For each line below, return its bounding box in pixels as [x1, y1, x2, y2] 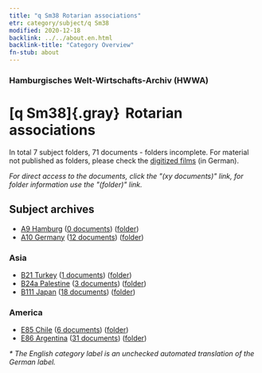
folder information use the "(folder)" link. [9, 180, 143, 189]
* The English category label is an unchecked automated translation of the [9, 349, 255, 359]
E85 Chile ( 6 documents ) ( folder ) [20, 325, 129, 335]
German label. [9, 357, 57, 367]
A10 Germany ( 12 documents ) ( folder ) [20, 232, 144, 242]
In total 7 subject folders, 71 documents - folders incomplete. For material [9, 147, 249, 157]
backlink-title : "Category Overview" [9, 41, 135, 49]
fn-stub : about [9, 49, 60, 56]
